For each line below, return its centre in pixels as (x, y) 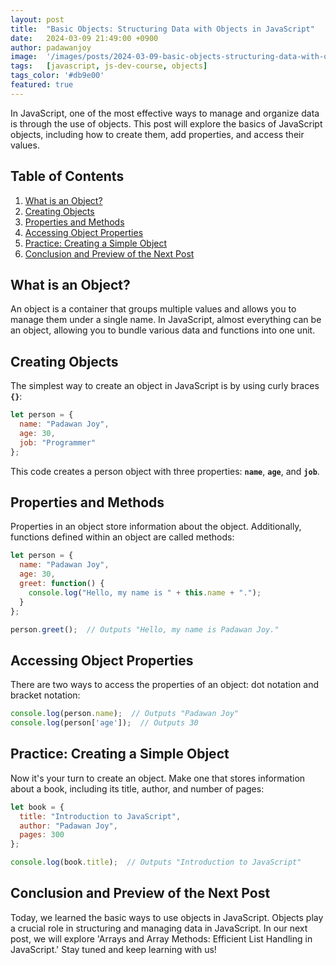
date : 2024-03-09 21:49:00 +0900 (84, 38)
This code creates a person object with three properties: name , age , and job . (165, 471)
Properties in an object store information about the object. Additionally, (156, 527)
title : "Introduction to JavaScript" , (100, 816)
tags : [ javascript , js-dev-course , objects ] (109, 66)
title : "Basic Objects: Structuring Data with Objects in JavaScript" (162, 29)
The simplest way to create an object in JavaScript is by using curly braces (165, 386)
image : (24, 57)
